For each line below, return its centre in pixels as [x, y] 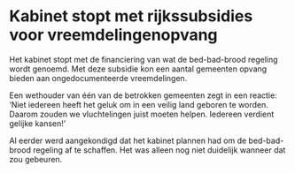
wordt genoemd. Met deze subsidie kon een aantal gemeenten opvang [138, 69]
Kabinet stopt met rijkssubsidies [131, 16]
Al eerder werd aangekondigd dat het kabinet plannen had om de [128, 140]
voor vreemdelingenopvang [114, 35]
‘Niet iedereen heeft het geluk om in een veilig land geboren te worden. [139, 104]
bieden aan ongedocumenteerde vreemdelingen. [98, 78]
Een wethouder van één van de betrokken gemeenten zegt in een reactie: [143, 95]
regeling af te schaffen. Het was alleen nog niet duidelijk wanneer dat [159, 150]
